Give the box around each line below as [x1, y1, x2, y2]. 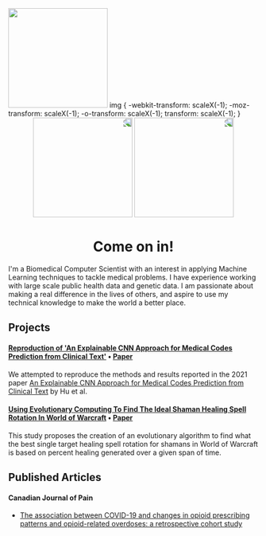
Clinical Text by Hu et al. [8, 386, 87, 396]
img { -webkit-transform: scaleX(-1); [109, 100, 228, 110]
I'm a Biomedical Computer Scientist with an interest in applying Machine [8, 264, 248, 273]
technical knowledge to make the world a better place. [8, 298, 187, 307]
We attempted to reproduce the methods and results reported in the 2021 [8, 370, 248, 379]
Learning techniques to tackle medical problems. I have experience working [8, 272, 256, 282]
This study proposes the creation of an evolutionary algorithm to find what [8, 430, 252, 440]
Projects [8, 321, 51, 335]
